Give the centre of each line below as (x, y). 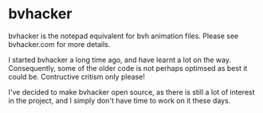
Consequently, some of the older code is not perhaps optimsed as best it (128, 68)
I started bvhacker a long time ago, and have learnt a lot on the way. (120, 60)
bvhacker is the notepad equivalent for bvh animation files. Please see (124, 36)
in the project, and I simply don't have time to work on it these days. (120, 100)
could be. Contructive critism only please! (77, 76)
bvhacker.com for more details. (59, 44)
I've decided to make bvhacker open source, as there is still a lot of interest (131, 92)
